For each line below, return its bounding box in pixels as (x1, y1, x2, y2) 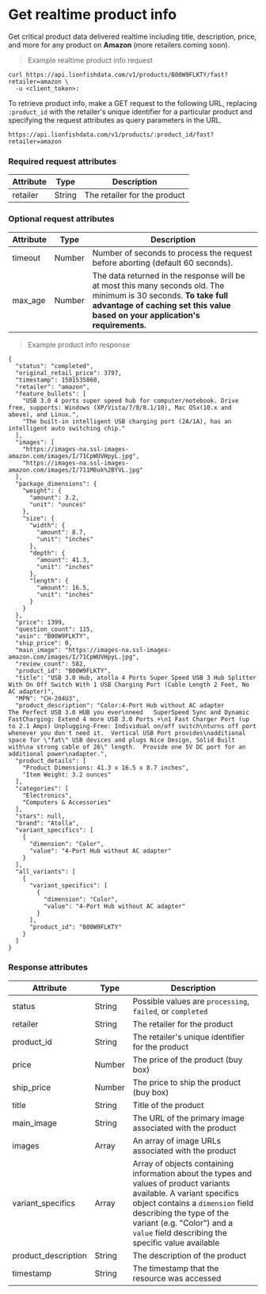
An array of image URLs (132, 1135, 222, 1146)
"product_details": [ (15, 757, 87, 765)
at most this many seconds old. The (92, 279, 225, 290)
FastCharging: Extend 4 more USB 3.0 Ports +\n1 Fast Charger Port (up (8, 715, 249, 723)
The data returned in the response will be (92, 270, 245, 281)
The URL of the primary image (132, 1112, 245, 1123)
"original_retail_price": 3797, (15, 369, 123, 377)
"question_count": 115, (15, 625, 93, 633)
